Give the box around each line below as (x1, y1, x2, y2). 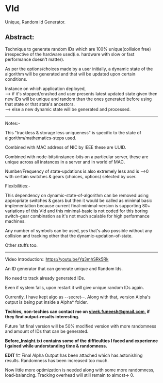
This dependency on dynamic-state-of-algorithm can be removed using (5, 192, 149, 198)
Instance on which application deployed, (5, 86, 86, 91)
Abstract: (5, 33, 34, 41)
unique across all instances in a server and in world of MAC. (5, 159, 125, 164)
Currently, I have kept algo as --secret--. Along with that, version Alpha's (5, 294, 151, 300)
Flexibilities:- (5, 183, 31, 189)
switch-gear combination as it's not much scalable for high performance (5, 213, 150, 219)
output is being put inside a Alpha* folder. (5, 299, 88, 305)
